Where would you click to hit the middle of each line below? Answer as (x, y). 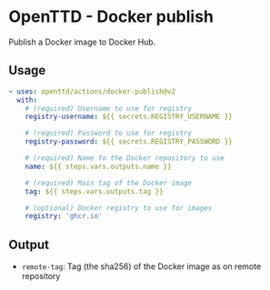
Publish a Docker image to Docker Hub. (82, 42)
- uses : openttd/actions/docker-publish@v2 (92, 91)
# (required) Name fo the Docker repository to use (125, 158)
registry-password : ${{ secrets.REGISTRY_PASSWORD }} (129, 142)
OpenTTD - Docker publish (111, 17)
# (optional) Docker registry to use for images (119, 208)
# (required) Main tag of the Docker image (109, 183)
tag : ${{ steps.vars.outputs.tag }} (95, 191)
